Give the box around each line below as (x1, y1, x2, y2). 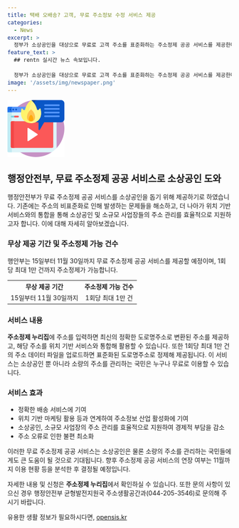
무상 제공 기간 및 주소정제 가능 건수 (7, 239, 119, 249)
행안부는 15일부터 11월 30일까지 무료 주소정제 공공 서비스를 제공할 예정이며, (7, 256, 216, 265)
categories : (7, 19, 43, 26)
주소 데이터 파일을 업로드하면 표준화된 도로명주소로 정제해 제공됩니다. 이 (14, 351, 215, 359)
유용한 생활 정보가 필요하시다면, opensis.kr (7, 513, 127, 522)
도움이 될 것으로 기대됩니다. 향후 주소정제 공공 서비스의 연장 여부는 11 (28, 456, 219, 465)
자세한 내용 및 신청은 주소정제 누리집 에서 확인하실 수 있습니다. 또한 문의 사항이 (7, 480, 223, 489)
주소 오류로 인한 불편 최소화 (17, 432, 95, 440)
